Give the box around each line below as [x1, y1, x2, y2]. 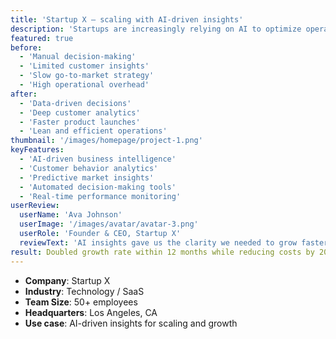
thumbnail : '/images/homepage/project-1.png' [10, 136, 203, 146]
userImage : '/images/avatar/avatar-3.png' [19, 219, 199, 230]
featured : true [10, 33, 74, 43]
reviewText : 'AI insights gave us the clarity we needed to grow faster [19, 237, 329, 248]
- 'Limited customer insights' [19, 61, 150, 71]
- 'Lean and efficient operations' [19, 126, 168, 136]
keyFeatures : [10, 145, 65, 155]
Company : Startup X [24, 274, 111, 286]
